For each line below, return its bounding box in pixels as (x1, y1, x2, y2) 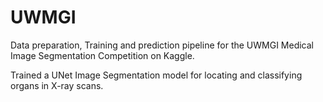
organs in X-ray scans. (10, 79, 104, 91)
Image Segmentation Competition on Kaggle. (10, 49, 195, 61)
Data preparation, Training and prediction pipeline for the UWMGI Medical (10, 39, 315, 51)
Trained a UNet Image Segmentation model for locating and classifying (10, 69, 303, 81)
